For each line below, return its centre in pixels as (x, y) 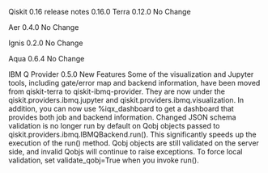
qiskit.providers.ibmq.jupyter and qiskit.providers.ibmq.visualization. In (126, 100)
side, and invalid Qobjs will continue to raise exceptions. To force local (125, 152)
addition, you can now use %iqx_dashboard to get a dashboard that (121, 109)
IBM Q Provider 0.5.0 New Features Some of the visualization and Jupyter (131, 74)
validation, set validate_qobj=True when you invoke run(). (104, 160)
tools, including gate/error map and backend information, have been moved (134, 83)
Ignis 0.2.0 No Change (46, 43)
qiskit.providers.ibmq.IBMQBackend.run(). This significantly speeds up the (132, 134)
